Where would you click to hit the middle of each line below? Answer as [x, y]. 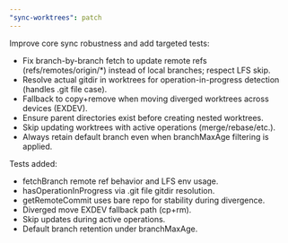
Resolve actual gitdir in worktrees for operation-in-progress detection [151, 79]
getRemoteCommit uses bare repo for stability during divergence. [144, 200]
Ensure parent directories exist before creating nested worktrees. [143, 117]
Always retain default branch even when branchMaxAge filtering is [145, 136]
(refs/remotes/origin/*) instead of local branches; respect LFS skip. [146, 70]
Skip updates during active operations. [94, 219]
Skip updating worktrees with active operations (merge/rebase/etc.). [149, 127]
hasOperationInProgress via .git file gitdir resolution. [118, 190]
